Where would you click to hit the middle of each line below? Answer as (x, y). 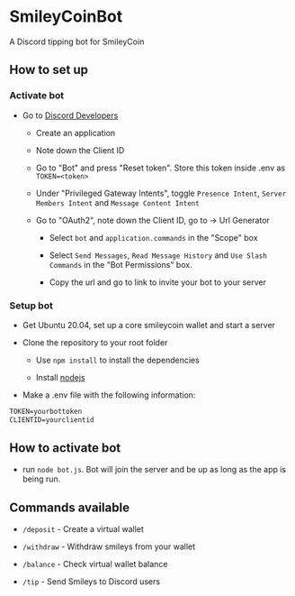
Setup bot (31, 306)
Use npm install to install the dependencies (117, 360)
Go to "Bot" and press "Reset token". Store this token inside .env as (161, 168)
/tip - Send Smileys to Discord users (91, 582)
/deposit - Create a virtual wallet (83, 529)
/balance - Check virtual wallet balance (95, 564)
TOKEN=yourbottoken (46, 411)
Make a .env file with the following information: (109, 395)
